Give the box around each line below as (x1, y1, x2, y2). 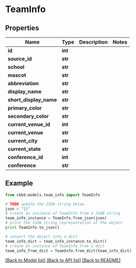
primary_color (8, 104, 42, 112)
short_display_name (8, 96, 57, 103)
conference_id (8, 154, 43, 160)
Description (79, 39, 108, 45)
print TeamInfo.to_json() (5, 225, 59, 230)
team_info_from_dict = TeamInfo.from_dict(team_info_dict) (5, 248, 132, 253)
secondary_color (8, 113, 49, 120)
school (8, 64, 25, 70)
